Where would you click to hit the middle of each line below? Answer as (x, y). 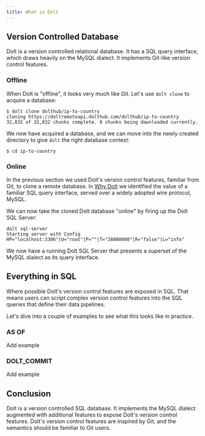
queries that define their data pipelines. (56, 304)
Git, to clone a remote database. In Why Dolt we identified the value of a (97, 187)
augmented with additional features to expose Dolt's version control (92, 415)
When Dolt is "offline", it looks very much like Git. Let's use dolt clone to (98, 94)
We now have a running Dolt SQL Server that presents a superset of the (97, 251)
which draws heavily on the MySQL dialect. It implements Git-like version (99, 58)
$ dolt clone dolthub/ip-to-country (53, 111)
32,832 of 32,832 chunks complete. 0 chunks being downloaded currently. (102, 122)
